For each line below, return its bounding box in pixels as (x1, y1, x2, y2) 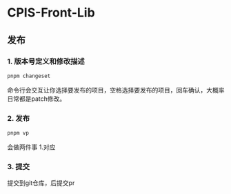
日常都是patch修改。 (7, 95, 66, 103)
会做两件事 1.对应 (7, 143, 56, 151)
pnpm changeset (7, 72, 51, 79)
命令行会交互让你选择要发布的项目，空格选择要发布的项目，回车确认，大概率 (7, 86, 225, 94)
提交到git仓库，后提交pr (7, 179, 75, 187)
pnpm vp (7, 130, 30, 137)
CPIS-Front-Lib (7, 5, 95, 21)
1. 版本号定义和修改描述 (7, 57, 85, 66)
